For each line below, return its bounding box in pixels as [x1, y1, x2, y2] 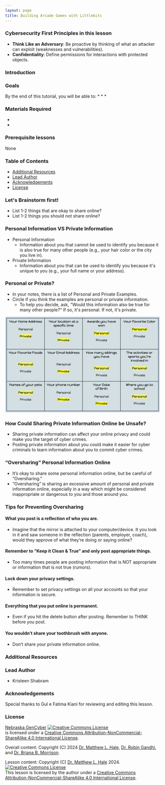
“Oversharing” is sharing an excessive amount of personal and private [12, 481, 154, 487]
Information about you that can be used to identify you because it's [19, 263, 156, 269]
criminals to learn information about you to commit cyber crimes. [12, 447, 143, 453]
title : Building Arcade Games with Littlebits [5, 13, 102, 18]
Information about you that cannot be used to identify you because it [19, 242, 159, 247]
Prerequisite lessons [5, 134, 55, 141]
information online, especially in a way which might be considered [12, 486, 146, 492]
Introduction [5, 69, 35, 76]
